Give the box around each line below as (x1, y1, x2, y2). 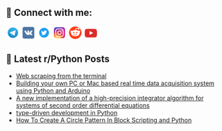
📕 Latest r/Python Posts (6, 53, 110, 65)
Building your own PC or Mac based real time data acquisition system (15, 79, 215, 87)
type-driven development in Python (15, 108, 118, 116)
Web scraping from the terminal (15, 71, 107, 80)
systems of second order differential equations (15, 101, 150, 110)
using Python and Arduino (15, 86, 91, 94)
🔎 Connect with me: (6, 7, 92, 19)
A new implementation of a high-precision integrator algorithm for (15, 94, 204, 102)
